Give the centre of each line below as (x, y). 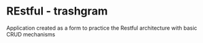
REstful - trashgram (57, 11)
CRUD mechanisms (31, 34)
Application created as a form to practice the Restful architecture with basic (102, 28)
